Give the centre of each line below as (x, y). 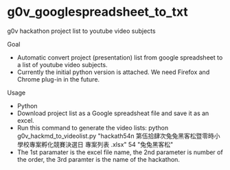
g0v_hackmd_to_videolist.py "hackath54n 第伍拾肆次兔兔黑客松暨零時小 (118, 136)
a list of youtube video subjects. (62, 64)
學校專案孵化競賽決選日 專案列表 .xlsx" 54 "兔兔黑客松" (95, 144)
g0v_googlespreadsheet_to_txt (98, 12)
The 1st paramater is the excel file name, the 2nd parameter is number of (120, 152)
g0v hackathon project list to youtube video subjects (81, 31)
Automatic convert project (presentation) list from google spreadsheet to (120, 57)
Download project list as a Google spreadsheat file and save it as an (113, 113)
